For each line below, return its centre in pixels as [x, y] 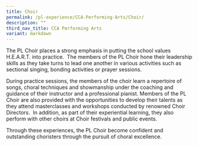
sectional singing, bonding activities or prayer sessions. [74, 69]
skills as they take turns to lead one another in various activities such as [94, 64]
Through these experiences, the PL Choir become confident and [85, 131]
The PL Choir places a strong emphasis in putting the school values [88, 50]
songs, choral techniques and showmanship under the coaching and [90, 87]
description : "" [26, 23]
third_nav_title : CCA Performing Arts [54, 28]
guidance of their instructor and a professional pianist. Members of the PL [96, 94]
